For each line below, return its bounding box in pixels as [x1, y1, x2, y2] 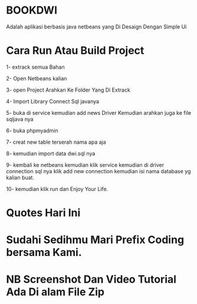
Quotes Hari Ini [6, 206, 81, 219]
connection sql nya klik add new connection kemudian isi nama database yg [6, 167, 191, 174]
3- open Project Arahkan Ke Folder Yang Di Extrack [6, 86, 131, 93]
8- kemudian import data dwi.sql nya [6, 150, 96, 157]
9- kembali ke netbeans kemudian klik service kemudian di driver [6, 161, 164, 169]
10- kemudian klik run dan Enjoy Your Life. [6, 185, 109, 192]
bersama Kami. [6, 246, 82, 259]
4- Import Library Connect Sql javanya [6, 98, 99, 105]
